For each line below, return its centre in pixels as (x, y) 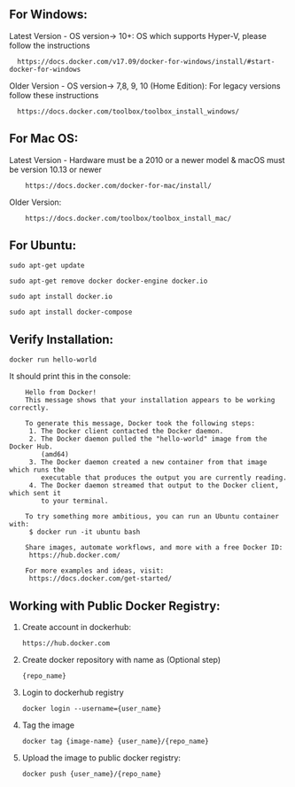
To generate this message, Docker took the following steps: (140, 424)
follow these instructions (54, 95)
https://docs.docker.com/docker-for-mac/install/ (119, 185)
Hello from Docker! (61, 393)
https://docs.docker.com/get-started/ (101, 579)
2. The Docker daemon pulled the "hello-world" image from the (148, 439)
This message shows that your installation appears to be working (150, 401)
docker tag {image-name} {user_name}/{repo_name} (116, 742)
